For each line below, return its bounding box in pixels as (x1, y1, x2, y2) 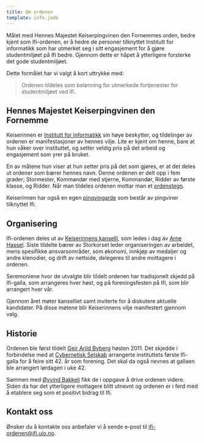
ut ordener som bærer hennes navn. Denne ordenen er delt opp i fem (6, 169, 180, 176)
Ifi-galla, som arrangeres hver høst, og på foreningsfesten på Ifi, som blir (6, 279, 189, 287)
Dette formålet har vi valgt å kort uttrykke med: (6, 69, 124, 77)
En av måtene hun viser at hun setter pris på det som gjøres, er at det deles (6, 163, 196, 170)
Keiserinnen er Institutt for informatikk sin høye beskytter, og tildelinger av (6, 131, 192, 138)
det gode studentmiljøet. (6, 58, 68, 65)
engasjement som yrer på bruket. (6, 151, 90, 158)
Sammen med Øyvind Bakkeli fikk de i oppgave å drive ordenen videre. (6, 376, 185, 383)
